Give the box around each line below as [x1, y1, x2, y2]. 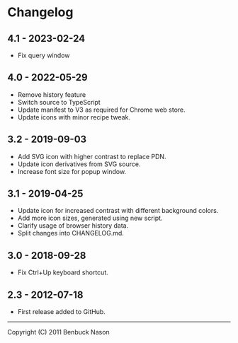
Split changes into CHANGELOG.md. [17, 229, 124, 238]
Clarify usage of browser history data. [17, 221, 129, 230]
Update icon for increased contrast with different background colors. [17, 207, 219, 215]
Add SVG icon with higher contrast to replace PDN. [17, 152, 166, 161]
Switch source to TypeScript [17, 98, 101, 106]
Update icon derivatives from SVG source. [17, 160, 141, 168]
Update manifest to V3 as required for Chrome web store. [17, 105, 186, 114]
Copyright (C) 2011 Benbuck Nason [7, 328, 110, 337]
